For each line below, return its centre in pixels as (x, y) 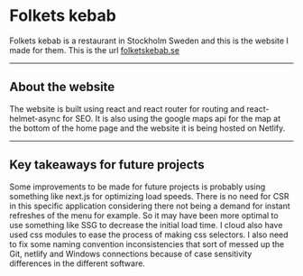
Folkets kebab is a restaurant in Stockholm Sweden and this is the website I (149, 41)
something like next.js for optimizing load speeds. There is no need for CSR (149, 196)
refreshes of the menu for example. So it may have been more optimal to (144, 215)
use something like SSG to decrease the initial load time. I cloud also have (146, 225)
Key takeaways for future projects (107, 165)
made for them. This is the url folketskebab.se (95, 50)
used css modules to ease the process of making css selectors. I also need (149, 235)
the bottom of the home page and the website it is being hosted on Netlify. (147, 128)
